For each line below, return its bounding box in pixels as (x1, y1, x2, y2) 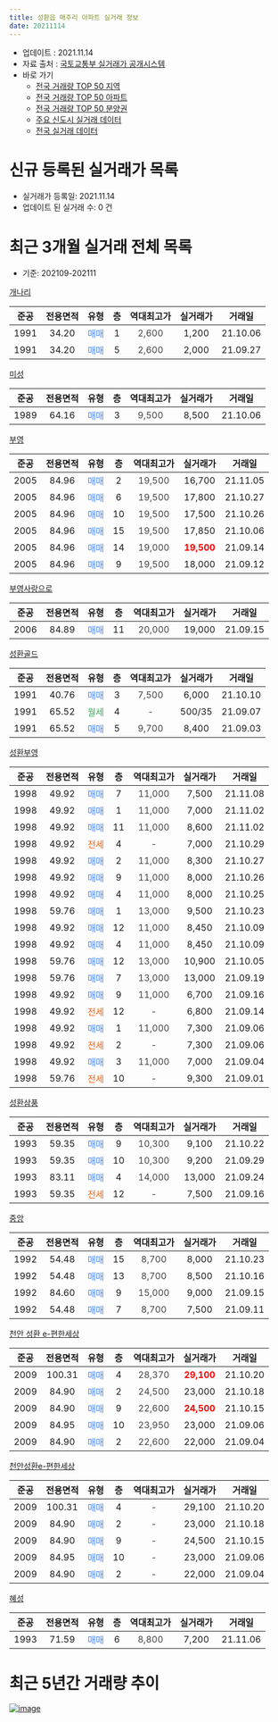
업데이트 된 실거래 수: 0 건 (21, 202, 113, 213)
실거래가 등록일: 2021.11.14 (21, 191, 116, 202)
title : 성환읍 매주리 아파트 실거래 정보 (9, 13, 139, 22)
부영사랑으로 (9, 583, 53, 594)
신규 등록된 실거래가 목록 (9, 160, 179, 180)
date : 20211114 (9, 21, 66, 30)
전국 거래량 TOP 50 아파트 (35, 91, 127, 103)
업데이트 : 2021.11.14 (21, 46, 94, 58)
